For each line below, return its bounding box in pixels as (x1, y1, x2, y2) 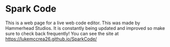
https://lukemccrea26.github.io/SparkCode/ (5, 36, 97, 42)
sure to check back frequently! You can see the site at (5, 30, 119, 36)
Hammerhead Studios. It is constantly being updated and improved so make (5, 25, 165, 31)
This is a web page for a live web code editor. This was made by (5, 20, 140, 26)
